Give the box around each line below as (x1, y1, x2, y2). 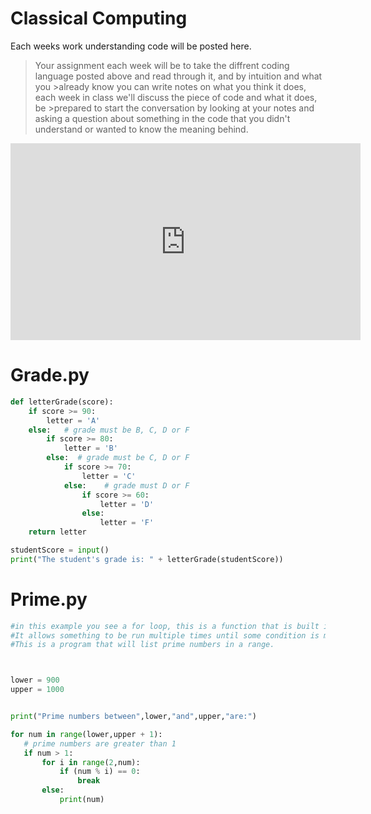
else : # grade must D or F (63, 480, 190, 491)
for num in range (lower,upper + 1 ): (10, 729, 163, 739)
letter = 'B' (63, 443, 118, 454)
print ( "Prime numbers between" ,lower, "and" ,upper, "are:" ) (10, 712, 257, 722)
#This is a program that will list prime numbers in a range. (10, 640, 275, 650)
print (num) (59, 795, 105, 805)
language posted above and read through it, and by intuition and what (34, 70, 323, 82)
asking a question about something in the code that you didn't (34, 112, 291, 124)
